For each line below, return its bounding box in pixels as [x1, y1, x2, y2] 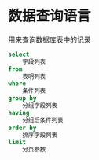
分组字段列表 [22, 102, 57, 110]
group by [8, 95, 37, 102]
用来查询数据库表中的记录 [8, 35, 91, 44]
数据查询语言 [8, 7, 92, 25]
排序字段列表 [22, 131, 57, 139]
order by [8, 124, 37, 132]
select [8, 50, 30, 58]
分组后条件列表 [22, 116, 64, 125]
